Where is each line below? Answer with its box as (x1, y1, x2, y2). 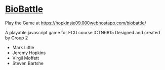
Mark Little (12, 44, 35, 50)
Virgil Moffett (12, 55, 39, 61)
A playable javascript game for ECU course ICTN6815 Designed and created (5, 29, 160, 35)
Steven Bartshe (12, 60, 43, 66)
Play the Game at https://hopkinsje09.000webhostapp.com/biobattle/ (5, 20, 147, 26)
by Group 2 (5, 35, 28, 41)
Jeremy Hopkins (12, 50, 46, 56)
